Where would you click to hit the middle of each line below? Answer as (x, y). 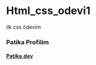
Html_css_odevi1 (48, 11)
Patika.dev (20, 56)
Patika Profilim (28, 42)
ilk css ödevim (24, 27)
